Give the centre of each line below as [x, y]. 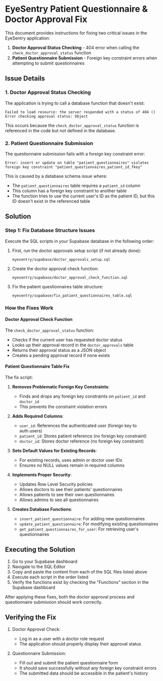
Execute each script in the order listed [50, 577]
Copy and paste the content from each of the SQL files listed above [80, 572]
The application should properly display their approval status [80, 644]
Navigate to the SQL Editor [39, 566]
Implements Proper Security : [42, 474]
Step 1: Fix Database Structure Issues [50, 231]
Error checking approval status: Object [47, 116]
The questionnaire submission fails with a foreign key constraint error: [75, 154]
